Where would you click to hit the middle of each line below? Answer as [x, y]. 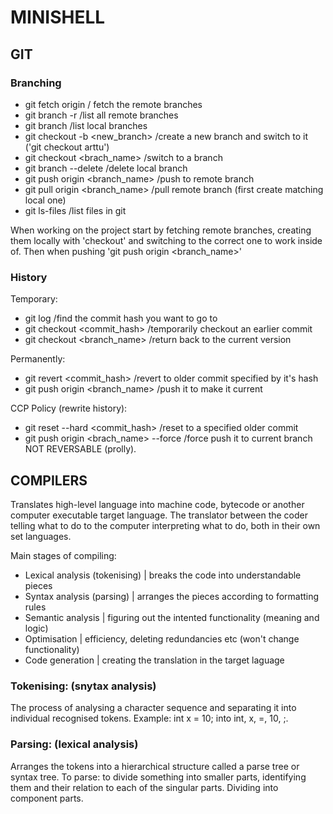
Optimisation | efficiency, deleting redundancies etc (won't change [162, 638]
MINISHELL [58, 17]
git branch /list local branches [86, 125]
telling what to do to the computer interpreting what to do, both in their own [165, 525]
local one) [45, 200]
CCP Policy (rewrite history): [69, 408]
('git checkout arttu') [67, 147]
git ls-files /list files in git [75, 210]
